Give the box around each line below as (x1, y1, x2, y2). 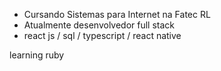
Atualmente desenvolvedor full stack (23, 19, 176, 31)
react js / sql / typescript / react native (23, 30, 182, 41)
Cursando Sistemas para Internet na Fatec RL (23, 9, 211, 20)
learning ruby (9, 49, 65, 61)
